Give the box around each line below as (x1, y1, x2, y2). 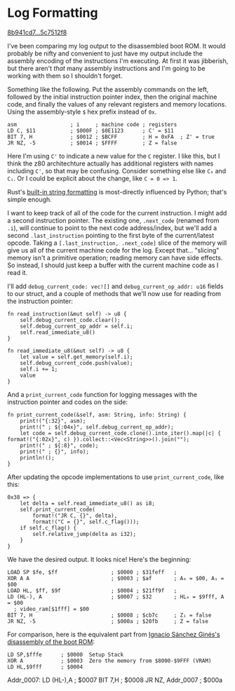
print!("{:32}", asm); (20, 417, 86, 424)
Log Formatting (7, 5, 98, 21)
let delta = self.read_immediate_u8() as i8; (20, 499, 156, 506)
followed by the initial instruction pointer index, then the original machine (7, 93, 217, 101)
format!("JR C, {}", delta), (32, 512, 118, 519)
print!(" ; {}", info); (20, 448, 90, 455)
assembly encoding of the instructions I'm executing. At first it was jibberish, (7, 56, 229, 65)
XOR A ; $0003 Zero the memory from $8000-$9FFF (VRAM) (7, 657, 212, 664)
